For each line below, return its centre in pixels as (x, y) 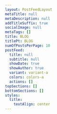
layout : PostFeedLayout (29, 9)
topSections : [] (21, 86)
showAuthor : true (27, 68)
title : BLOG (17, 37)
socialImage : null (23, 28)
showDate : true (24, 64)
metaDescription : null (28, 18)
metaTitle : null (21, 14)
